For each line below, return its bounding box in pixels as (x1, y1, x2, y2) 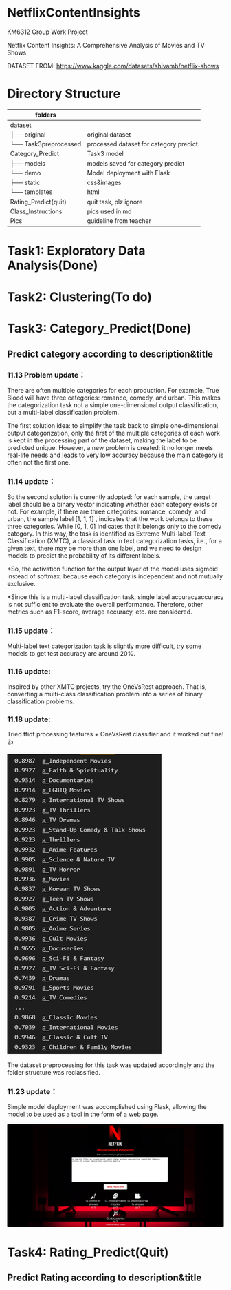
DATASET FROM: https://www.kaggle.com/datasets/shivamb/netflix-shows (7, 61, 219, 70)
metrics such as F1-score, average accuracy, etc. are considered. (7, 607, 192, 616)
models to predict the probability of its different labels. (7, 551, 162, 560)
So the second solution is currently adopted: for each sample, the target (7, 493, 211, 501)
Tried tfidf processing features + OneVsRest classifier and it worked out (7, 730, 210, 739)
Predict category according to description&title (7, 348, 214, 360)
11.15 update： (7, 626, 56, 636)
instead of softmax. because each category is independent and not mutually (7, 572, 223, 580)
